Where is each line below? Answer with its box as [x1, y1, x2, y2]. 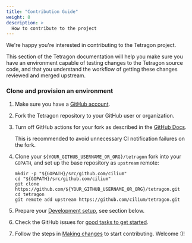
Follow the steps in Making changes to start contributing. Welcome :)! [14, 230, 185, 237]
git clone [14, 181, 40, 187]
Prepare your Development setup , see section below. [14, 207, 144, 214]
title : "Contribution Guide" [6, 8, 78, 15]
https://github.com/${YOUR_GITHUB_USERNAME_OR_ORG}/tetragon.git [14, 186, 180, 192]
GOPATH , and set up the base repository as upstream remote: [14, 159, 159, 166]
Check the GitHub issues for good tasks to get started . [14, 218, 149, 226]
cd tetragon [14, 191, 45, 197]
